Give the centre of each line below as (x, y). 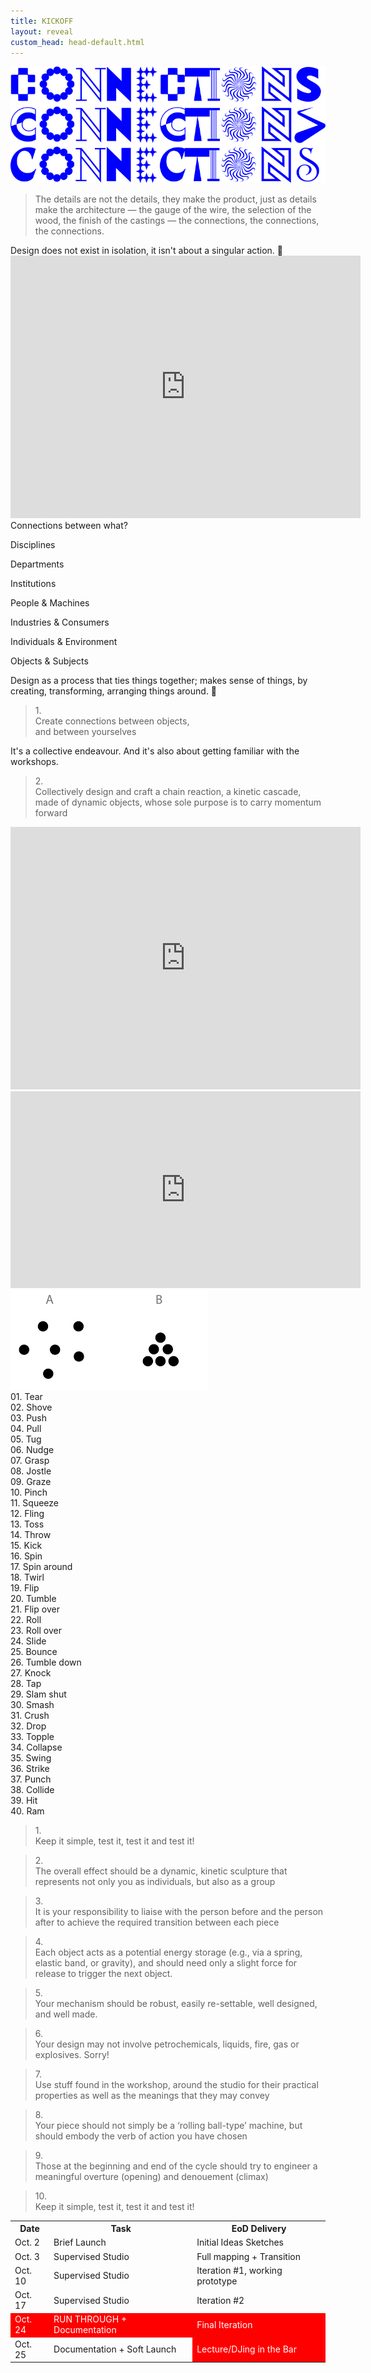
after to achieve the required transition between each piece (157, 1922)
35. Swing (31, 1757)
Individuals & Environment (64, 641)
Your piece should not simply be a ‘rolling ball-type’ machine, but (168, 2125)
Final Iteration (224, 2324)
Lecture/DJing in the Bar (246, 2349)
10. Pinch (29, 1492)
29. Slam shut (38, 1694)
